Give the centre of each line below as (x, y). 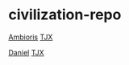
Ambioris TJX (31, 37)
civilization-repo (65, 15)
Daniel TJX (26, 52)
